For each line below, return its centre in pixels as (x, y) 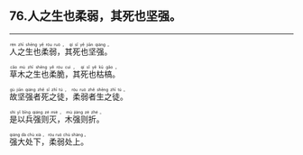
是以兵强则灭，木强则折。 (57, 119)
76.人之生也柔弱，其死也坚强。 (96, 16)
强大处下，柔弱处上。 (49, 141)
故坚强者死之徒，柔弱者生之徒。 (69, 96)
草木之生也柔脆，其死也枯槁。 (64, 74)
